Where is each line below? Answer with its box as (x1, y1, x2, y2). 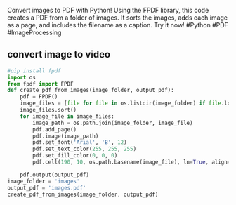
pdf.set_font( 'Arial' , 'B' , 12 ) (32, 139, 128, 146)
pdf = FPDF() (20, 93, 58, 100)
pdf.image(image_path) (32, 133, 99, 140)
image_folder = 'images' (7, 178, 80, 185)
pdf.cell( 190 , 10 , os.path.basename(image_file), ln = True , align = (32, 159, 231, 166)
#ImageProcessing (7, 28, 62, 37)
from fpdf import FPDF (7, 80, 74, 87)
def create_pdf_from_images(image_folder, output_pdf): (7, 87, 174, 94)
